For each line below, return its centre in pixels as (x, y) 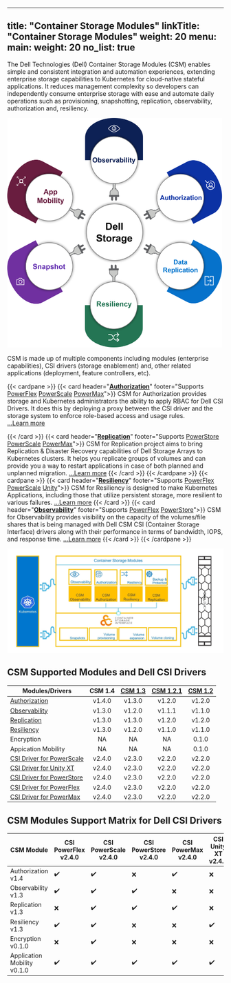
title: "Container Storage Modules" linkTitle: (103, 26)
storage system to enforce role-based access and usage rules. (96, 416)
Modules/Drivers (47, 691)
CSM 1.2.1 (167, 691)
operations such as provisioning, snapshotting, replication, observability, (110, 101)
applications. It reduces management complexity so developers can (103, 86)
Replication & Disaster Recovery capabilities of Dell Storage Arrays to (105, 451)
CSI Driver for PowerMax (45, 797)
